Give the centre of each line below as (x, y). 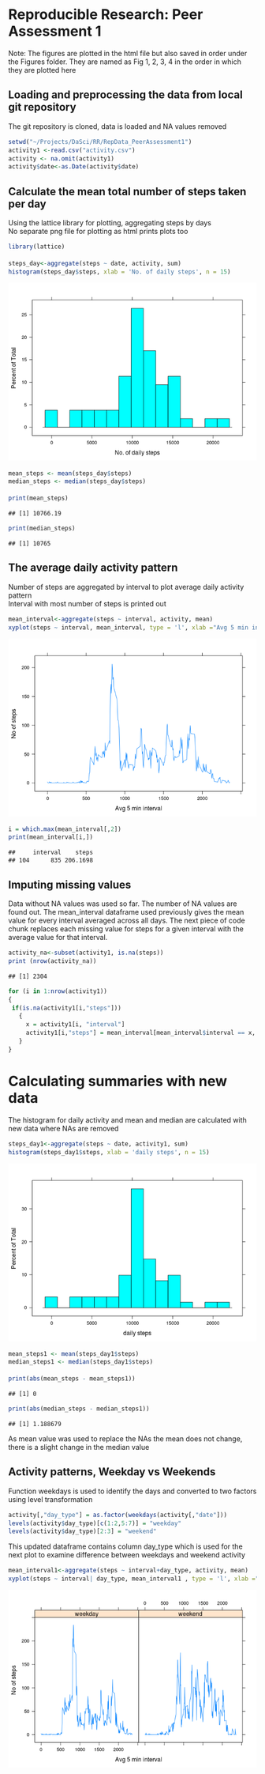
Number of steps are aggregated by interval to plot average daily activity (126, 587)
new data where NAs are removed (63, 1128)
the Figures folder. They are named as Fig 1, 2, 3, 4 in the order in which (125, 62)
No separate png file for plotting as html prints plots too (98, 232)
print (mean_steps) (38, 498)
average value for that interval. (58, 938)
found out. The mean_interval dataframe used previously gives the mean (126, 912)
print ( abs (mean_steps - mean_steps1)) (72, 1379)
